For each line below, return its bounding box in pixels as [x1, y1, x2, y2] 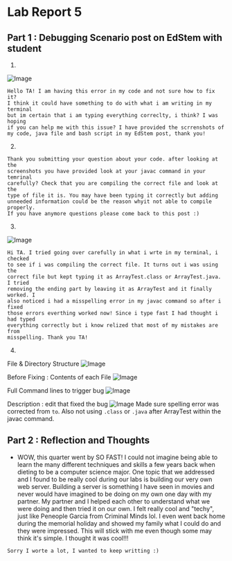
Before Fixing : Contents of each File [7, 373, 111, 381]
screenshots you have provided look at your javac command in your [7, 168, 206, 175]
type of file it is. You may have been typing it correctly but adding [7, 192, 218, 199]
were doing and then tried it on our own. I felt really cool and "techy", [17, 504, 215, 513]
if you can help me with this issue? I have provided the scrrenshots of [7, 124, 225, 131]
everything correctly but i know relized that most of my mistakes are [7, 322, 218, 329]
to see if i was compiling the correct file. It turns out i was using [7, 261, 218, 268]
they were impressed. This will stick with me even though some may [17, 526, 213, 535]
